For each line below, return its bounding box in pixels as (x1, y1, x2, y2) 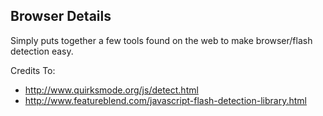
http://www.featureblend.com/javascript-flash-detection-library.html (24, 94, 307, 106)
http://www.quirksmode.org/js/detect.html (24, 84, 199, 96)
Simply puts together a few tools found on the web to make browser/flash (10, 34, 313, 46)
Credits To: (10, 64, 56, 76)
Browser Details (10, 8, 112, 25)
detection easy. (10, 45, 74, 57)
